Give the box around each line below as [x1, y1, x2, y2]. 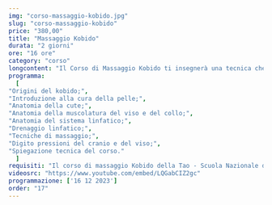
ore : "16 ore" [8, 49, 57, 57]
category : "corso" [8, 57, 70, 65]
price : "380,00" [8, 27, 63, 35]
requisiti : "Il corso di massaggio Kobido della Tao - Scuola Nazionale [8, 162, 259, 170]
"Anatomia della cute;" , [8, 102, 92, 110]
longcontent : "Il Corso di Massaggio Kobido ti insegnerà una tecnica [8, 65, 252, 73]
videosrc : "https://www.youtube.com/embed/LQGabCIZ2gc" [8, 169, 201, 178]
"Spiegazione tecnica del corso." [8, 147, 125, 155]
